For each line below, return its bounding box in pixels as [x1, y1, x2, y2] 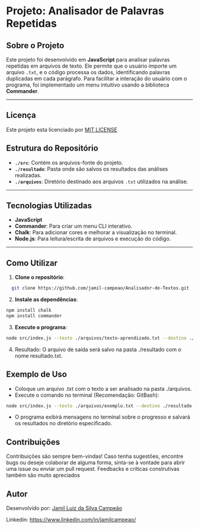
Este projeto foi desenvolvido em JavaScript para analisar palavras [6, 56, 170, 63]
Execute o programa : [14, 323, 68, 330]
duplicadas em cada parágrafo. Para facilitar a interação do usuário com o [6, 75, 188, 82]
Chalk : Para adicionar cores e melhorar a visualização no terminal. [14, 229, 177, 236]
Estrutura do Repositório [6, 144, 99, 154]
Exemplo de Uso [6, 369, 67, 380]
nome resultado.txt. [14, 352, 63, 359]
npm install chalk [6, 307, 52, 314]
